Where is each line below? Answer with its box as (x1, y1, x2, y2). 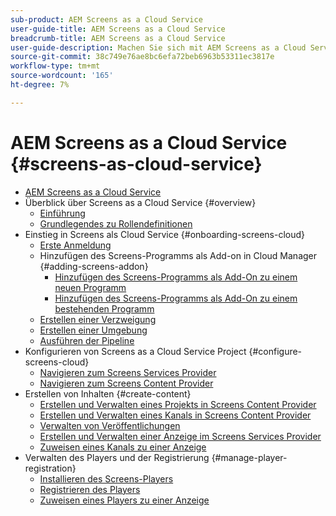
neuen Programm (54, 281, 127, 293)
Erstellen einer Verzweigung (39, 313, 157, 325)
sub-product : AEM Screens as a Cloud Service (10, 14, 203, 25)
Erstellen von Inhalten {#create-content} (24, 387, 192, 400)
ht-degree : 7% (10, 80, 70, 90)
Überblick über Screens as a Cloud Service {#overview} (24, 196, 257, 208)
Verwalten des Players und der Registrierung (24, 451, 210, 463)
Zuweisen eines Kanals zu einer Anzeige (39, 441, 207, 453)
